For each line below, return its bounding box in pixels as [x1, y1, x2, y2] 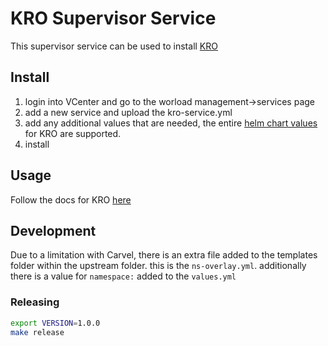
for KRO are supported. [24, 127, 122, 139]
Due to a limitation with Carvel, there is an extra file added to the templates [10, 249, 318, 261]
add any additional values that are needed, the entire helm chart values [24, 117, 318, 129]
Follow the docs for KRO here [10, 193, 132, 206]
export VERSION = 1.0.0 [10, 318, 101, 328]
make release [10, 327, 65, 337]
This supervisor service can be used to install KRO [10, 40, 218, 52]
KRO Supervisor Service [10, 7, 217, 30]
